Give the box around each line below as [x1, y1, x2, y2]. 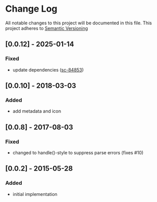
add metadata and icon [12, 108, 61, 114]
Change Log [5, 3, 57, 15]
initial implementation [12, 191, 57, 197]
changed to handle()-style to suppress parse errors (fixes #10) [12, 150, 144, 155]
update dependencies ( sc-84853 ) [12, 66, 84, 73]
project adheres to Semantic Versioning [5, 25, 88, 31]
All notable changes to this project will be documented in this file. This [5, 20, 152, 26]
